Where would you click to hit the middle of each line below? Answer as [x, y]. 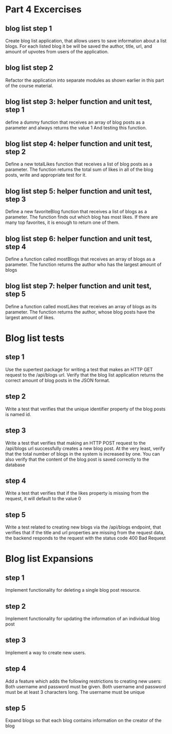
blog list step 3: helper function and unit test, [79, 102]
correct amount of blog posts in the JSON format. [58, 380]
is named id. [18, 414]
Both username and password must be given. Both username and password [85, 686]
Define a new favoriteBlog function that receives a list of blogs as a [76, 212]
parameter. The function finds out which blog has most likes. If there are [82, 217]
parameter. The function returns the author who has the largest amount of [83, 265]
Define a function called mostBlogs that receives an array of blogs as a [80, 259]
